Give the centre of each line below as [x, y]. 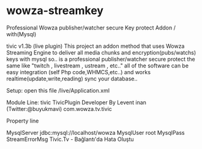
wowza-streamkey [55, 11]
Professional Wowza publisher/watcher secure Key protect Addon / [91, 28]
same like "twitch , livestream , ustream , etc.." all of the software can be [97, 66]
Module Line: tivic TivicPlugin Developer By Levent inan [77, 102]
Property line [23, 121]
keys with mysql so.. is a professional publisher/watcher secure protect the [101, 59]
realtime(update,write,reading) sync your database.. [72, 78]
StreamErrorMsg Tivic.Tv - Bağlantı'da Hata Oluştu [70, 139]
